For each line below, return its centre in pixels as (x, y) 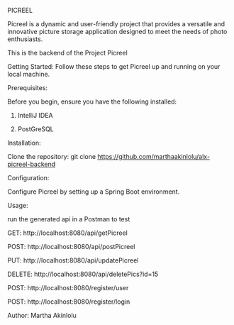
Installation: (24, 143)
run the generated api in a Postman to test (69, 219)
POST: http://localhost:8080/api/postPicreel (71, 247)
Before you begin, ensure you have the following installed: (92, 101)
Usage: (18, 205)
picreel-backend (32, 164)
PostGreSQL (36, 129)
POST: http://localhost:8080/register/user (68, 288)
